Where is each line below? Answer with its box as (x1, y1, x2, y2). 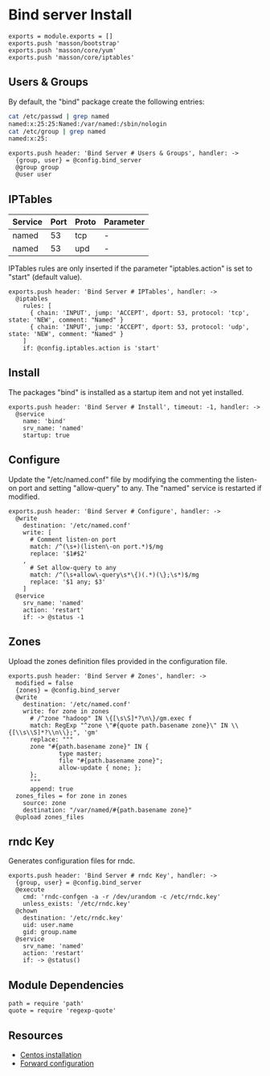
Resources (8, 1028, 63, 1042)
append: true (29, 784, 74, 793)
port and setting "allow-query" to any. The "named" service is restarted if (18, 483, 262, 492)
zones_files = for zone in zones (15, 791, 128, 800)
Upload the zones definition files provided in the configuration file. (8, 656, 227, 666)
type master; (59, 750, 103, 758)
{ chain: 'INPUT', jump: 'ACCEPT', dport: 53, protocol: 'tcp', (29, 309, 250, 318)
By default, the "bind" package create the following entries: (8, 97, 205, 106)
